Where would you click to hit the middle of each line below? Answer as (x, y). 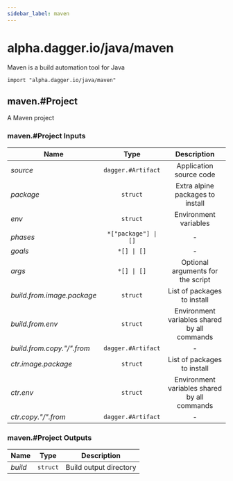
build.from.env (34, 324)
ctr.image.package (42, 364)
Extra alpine (195, 186)
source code (195, 174)
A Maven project (31, 118)
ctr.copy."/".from (38, 416)
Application (195, 165)
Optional (195, 262)
